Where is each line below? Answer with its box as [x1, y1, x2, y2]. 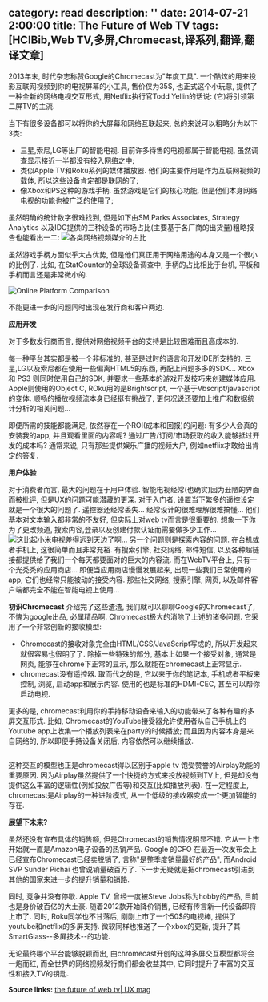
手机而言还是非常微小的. [8, 269, 88, 279]
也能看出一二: [14, 232, 60, 242]
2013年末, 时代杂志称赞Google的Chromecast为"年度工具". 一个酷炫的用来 [8, 71, 250, 81]
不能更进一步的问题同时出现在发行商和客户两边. [8, 302, 166, 312]
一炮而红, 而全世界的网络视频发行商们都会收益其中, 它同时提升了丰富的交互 [8, 958, 254, 968]
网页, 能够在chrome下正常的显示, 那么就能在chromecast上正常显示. [19, 659, 242, 669]
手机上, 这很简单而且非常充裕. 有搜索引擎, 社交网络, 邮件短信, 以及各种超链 [14, 544, 260, 554]
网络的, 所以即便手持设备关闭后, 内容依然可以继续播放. [14, 736, 194, 745]
